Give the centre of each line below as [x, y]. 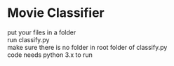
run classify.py [28, 39]
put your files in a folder [42, 32]
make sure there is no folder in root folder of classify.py [87, 47]
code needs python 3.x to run [50, 55]
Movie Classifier [56, 13]
